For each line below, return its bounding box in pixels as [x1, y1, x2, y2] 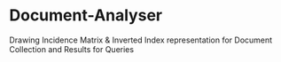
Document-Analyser [9, 5, 162, 26]
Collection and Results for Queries [9, 43, 135, 54]
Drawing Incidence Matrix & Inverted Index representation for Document [9, 35, 273, 45]
